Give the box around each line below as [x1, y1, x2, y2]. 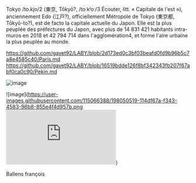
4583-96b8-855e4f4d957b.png [6, 103, 83, 110]
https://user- [27, 91, 59, 98]
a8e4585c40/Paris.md [6, 56, 60, 63]
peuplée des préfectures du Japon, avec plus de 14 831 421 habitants [6, 26, 174, 33]
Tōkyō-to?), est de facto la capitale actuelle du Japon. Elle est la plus [6, 20, 172, 26]
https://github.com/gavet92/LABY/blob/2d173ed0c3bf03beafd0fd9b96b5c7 [6, 50, 190, 56]
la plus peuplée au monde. [6, 38, 70, 45]
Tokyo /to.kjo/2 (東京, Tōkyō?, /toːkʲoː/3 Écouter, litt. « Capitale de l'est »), [6, 6, 183, 12]
